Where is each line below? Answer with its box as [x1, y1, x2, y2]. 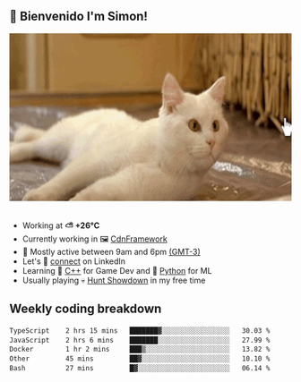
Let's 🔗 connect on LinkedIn [21, 256, 126, 267]
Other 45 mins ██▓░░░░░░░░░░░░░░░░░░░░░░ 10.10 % [9, 354, 271, 363]
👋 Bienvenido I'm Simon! [9, 9, 148, 24]
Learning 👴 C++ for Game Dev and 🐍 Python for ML [21, 265, 212, 276]
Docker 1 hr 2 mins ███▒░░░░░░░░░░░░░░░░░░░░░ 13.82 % [9, 345, 271, 354]
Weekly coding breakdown [9, 301, 162, 317]
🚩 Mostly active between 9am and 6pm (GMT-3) [21, 246, 202, 257]
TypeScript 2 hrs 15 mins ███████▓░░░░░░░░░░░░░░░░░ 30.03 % [9, 326, 271, 335]
